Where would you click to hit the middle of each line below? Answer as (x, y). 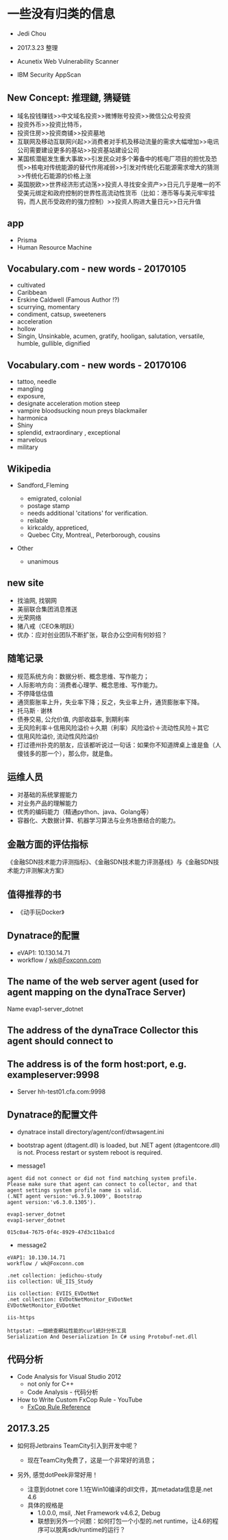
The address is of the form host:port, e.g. (97, 1064)
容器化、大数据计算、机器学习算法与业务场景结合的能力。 (98, 821)
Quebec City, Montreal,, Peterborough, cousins (94, 535)
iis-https (21, 1317)
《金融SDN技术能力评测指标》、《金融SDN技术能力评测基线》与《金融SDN (110, 862)
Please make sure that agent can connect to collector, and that (102, 1184)
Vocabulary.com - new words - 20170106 (97, 365)
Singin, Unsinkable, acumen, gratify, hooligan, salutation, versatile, (111, 336)
